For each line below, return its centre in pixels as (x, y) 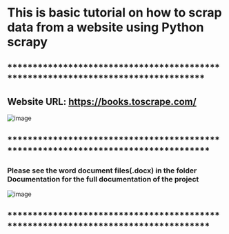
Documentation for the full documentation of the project (103, 179)
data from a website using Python (106, 27)
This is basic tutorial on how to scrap (114, 13)
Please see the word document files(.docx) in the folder (102, 170)
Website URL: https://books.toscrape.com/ (102, 101)
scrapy (28, 42)
